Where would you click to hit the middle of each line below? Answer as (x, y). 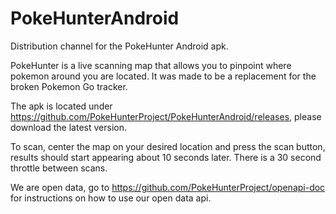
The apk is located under (61, 106)
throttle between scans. (59, 168)
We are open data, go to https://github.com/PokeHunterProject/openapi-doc (168, 187)
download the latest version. (68, 127)
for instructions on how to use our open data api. (111, 198)
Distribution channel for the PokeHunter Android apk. (119, 46)
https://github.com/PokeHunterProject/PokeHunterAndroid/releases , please (166, 116)
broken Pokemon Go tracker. (69, 86)
